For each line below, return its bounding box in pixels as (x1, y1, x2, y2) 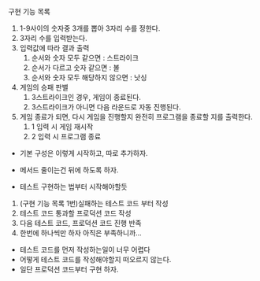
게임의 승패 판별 (19, 83, 69, 92)
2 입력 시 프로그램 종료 (31, 132, 101, 141)
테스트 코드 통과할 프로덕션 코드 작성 (19, 209, 132, 218)
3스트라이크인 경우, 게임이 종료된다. (31, 93, 142, 102)
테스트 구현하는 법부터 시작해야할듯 (19, 182, 128, 191)
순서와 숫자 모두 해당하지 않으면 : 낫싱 (31, 73, 147, 82)
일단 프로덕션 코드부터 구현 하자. (19, 264, 119, 274)
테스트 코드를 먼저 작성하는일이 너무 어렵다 (19, 245, 151, 254)
